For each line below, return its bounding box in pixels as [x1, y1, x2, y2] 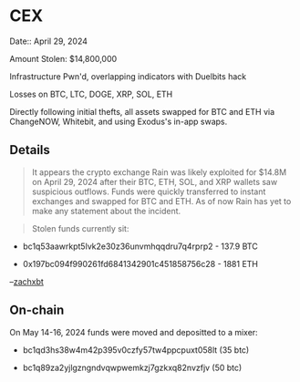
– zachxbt [9, 275, 44, 287]
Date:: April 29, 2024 [9, 36, 88, 46]
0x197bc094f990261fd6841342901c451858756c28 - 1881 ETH [22, 258, 258, 269]
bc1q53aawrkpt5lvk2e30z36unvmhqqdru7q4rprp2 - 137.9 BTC [22, 241, 258, 252]
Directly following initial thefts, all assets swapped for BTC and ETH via [9, 106, 275, 117]
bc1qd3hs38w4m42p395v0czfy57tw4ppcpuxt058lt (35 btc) [22, 344, 250, 356]
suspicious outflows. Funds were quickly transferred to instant [31, 186, 266, 197]
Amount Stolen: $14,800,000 [9, 53, 118, 64]
